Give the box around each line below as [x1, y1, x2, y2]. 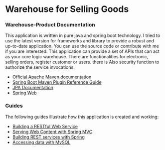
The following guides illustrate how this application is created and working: [5, 114, 159, 120]
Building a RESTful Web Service [12, 123, 78, 129]
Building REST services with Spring [12, 134, 85, 140]
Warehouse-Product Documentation [5, 21, 96, 28]
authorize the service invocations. [5, 64, 75, 70]
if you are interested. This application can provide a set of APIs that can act [5, 48, 160, 54]
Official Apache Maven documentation [12, 74, 92, 80]
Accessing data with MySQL [12, 139, 71, 145]
